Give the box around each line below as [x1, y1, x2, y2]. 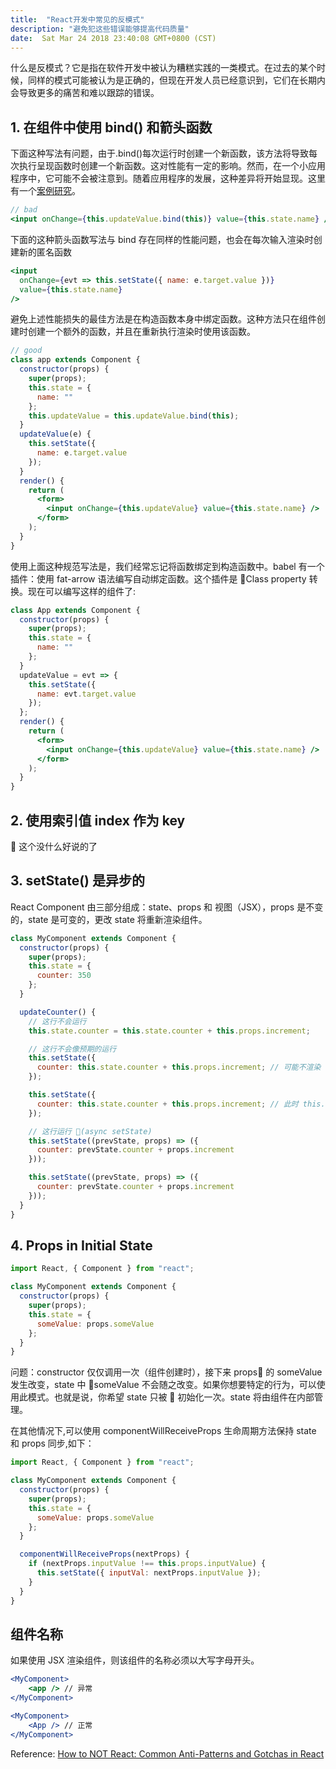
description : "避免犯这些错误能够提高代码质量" [10, 24, 190, 34]
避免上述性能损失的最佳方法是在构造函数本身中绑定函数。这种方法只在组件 [10, 313, 317, 325]
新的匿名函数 [18, 246, 72, 258]
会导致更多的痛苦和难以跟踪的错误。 [10, 87, 160, 99]
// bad [10, 205, 38, 215]
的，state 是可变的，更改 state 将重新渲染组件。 [10, 913, 208, 925]
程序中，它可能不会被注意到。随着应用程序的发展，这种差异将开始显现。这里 [10, 172, 326, 185]
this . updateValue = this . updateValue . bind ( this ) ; [28, 411, 240, 421]
